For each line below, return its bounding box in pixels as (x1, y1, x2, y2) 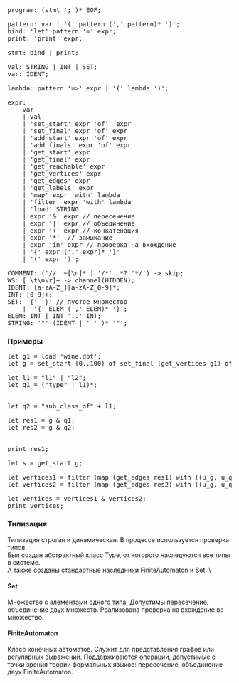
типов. (7, 543, 27, 551)
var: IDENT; (7, 70, 49, 78)
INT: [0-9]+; (7, 291, 53, 298)
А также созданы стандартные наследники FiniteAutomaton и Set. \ (7, 566, 211, 574)
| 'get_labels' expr (22, 184, 94, 191)
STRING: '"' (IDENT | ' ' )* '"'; (7, 319, 128, 327)
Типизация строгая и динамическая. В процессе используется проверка (7, 535, 230, 544)
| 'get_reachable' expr (22, 163, 105, 170)
